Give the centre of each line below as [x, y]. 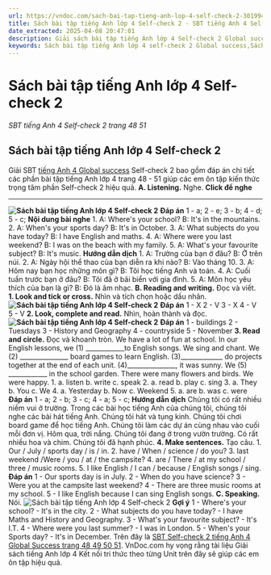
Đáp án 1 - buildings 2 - [199, 322]
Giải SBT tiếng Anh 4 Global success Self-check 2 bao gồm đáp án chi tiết [131, 170]
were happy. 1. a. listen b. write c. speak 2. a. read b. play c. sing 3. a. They [133, 382]
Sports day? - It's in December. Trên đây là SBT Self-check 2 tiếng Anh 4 [129, 536]
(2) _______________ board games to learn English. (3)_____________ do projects [135, 356]
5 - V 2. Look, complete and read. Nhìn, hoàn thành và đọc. [108, 313]
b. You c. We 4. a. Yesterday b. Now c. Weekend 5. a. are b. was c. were [128, 390]
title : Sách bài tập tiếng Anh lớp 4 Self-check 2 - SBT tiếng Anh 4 [128, 23]
